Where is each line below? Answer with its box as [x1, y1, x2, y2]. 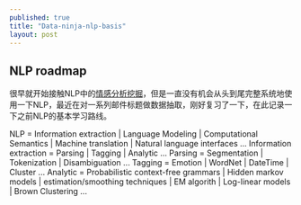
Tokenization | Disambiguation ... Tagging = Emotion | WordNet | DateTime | [9, 157, 289, 168]
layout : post [9, 30, 58, 39]
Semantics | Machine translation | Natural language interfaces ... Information [9, 138, 292, 149]
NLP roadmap [9, 63, 87, 78]
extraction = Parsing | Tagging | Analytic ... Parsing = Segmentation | [9, 147, 263, 158]
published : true [9, 13, 70, 22]
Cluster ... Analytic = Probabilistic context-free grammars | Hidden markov [9, 167, 285, 178]
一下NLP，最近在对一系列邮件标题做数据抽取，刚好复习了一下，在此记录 [16, 100, 285, 111]
